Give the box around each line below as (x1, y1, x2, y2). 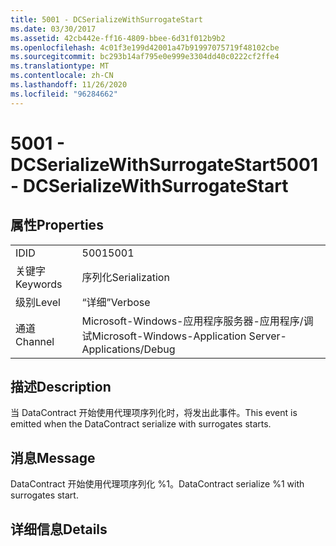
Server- (248, 329, 287, 343)
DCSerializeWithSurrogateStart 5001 (10, 153, 318, 176)
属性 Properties (10, 217, 104, 234)
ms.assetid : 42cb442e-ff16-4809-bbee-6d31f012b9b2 (10, 33, 226, 43)
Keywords (15, 277, 63, 291)
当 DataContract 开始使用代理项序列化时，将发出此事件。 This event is (10, 407, 298, 419)
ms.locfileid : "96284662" (10, 89, 118, 99)
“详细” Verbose (81, 295, 151, 309)
